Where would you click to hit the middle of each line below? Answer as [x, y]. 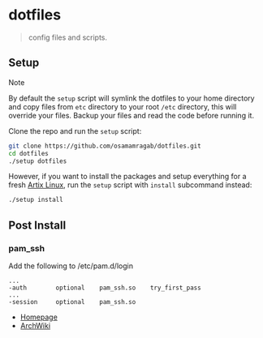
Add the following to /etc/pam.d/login [71, 266]
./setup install [36, 200]
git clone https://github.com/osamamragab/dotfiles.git [105, 146]
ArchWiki [35, 325]
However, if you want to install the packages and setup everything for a [127, 177]
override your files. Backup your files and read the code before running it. [131, 115]
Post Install [37, 225]
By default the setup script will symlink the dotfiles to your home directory [131, 98]
